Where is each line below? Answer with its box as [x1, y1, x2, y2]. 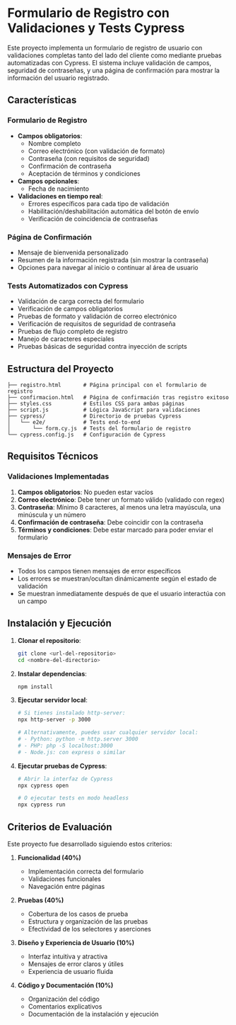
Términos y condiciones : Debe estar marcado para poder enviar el [17, 525, 213, 534]
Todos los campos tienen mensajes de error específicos [17, 567, 182, 576]
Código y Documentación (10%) [17, 981, 114, 990]
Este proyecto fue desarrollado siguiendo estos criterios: [7, 840, 172, 848]
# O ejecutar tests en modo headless [17, 795, 129, 802]
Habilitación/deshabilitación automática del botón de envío [28, 207, 199, 215]
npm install [17, 683, 53, 690]
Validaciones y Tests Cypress [7, 20, 185, 36]
